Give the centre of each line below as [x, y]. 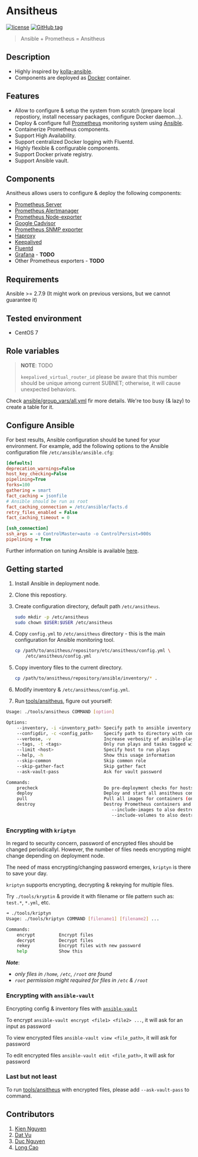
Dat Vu [23, 1135]
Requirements [32, 279]
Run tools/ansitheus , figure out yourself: [63, 701]
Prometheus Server [38, 205]
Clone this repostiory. [41, 595]
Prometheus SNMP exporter [49, 230]
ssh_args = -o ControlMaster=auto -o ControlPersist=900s [79, 534]
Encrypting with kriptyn [41, 830]
